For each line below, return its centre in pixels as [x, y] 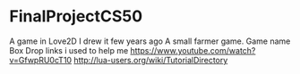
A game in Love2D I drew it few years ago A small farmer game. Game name [150, 41]
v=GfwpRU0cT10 [41, 60]
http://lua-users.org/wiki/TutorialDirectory [151, 60]
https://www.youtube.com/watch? [193, 50]
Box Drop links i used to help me [69, 50]
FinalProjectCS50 [76, 16]
